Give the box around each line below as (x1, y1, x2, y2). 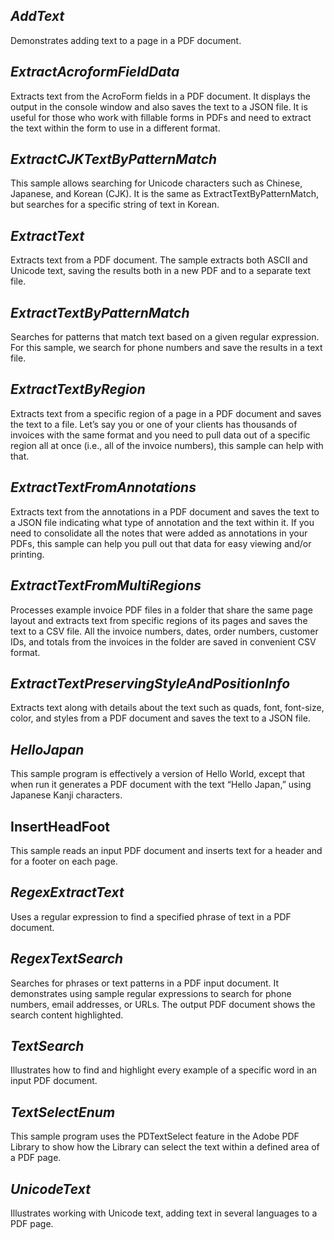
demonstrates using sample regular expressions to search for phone (10, 987, 292, 999)
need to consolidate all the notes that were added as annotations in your (10, 527, 308, 539)
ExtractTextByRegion (10, 381, 146, 398)
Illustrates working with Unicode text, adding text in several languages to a (10, 1207, 318, 1219)
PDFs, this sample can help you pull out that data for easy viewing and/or (10, 537, 312, 549)
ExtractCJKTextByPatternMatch (10, 151, 218, 168)
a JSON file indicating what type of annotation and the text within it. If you (10, 516, 315, 528)
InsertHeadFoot (10, 818, 110, 835)
